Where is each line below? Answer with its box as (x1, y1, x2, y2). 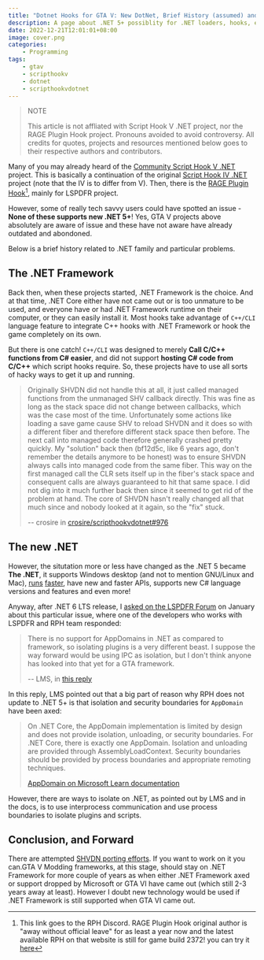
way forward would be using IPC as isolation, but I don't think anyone (27, 651, 252, 660)
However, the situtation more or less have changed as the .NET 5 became (8, 561, 246, 571)
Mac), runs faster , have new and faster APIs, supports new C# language (8, 578, 241, 587)
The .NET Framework (8, 267, 114, 280)
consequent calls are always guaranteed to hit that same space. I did (27, 477, 251, 487)
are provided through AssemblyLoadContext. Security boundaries (27, 746, 241, 756)
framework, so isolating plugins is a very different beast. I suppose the (27, 642, 255, 651)
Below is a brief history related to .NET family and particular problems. (8, 244, 236, 254)
